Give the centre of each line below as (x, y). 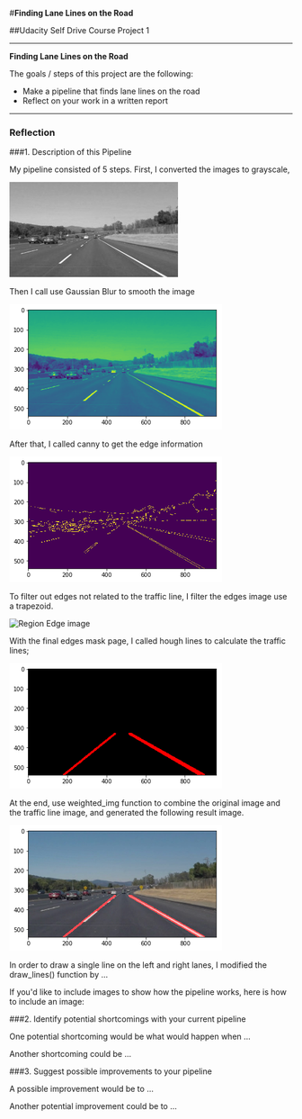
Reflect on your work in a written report (95, 101)
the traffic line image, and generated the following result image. (127, 813)
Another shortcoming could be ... (71, 1054)
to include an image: (47, 1002)
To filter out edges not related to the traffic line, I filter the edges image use (148, 597)
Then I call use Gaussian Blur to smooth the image (102, 292)
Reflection (32, 132)
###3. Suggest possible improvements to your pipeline (111, 1071)
